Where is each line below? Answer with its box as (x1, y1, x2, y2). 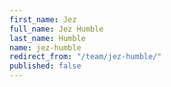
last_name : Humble (9, 33, 86, 43)
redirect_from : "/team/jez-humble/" (9, 52, 162, 62)
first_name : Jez (9, 14, 77, 25)
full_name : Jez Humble (9, 24, 104, 34)
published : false (9, 61, 82, 71)
